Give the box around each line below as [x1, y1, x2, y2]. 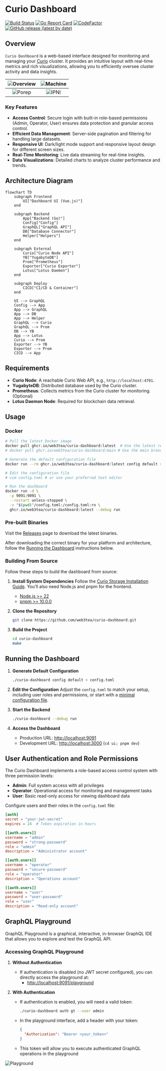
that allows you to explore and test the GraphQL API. [5, 936, 112, 941]
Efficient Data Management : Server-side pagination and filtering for [12, 131, 152, 137]
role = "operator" [5, 871, 43, 876]
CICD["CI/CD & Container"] [23, 285, 79, 290]
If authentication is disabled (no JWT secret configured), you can [19, 969, 153, 975]
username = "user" [5, 890, 43, 895]
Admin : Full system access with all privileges [12, 783, 104, 789]
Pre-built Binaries [5, 519, 48, 526]
